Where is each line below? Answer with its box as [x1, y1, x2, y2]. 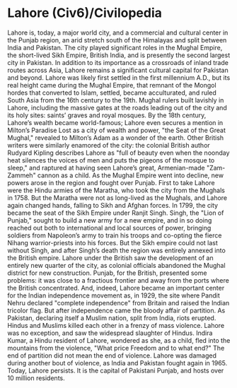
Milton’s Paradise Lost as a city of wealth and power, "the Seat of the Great [7, 126, 226, 134]
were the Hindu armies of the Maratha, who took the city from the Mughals [7, 186, 225, 194]
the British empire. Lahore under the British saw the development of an [7, 253, 214, 262]
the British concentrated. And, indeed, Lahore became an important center [7, 283, 225, 292]
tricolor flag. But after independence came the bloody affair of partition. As [7, 306, 226, 314]
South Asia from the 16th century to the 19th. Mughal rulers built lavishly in [7, 95, 224, 104]
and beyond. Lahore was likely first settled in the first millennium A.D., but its [7, 73, 231, 82]
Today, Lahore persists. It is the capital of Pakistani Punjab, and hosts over [7, 366, 224, 375]
